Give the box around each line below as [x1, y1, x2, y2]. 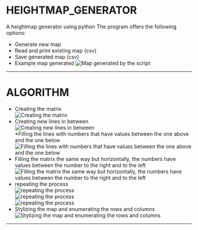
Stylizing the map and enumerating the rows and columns [14, 205, 155, 212]
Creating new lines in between [14, 117, 89, 124]
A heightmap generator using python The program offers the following [6, 23, 177, 30]
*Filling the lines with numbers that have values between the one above [14, 130, 189, 137]
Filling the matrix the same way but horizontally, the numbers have [14, 155, 176, 162]
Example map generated [14, 60, 75, 67]
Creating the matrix [14, 105, 62, 112]
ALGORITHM [6, 86, 70, 99]
